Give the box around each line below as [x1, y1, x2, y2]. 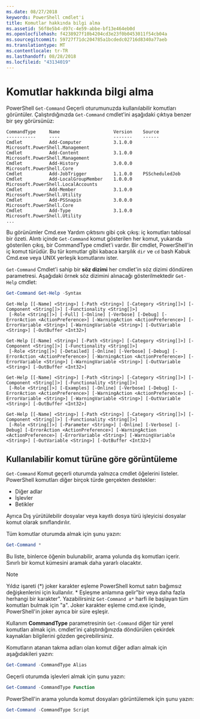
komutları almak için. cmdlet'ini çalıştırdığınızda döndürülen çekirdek [6, 626, 175, 633]
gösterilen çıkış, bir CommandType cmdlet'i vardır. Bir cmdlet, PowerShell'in [6, 241, 193, 249]
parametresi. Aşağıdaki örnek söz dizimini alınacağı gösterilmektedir [6, 272, 175, 280]
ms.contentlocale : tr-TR [6, 48, 68, 54]
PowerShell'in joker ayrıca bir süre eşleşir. [6, 608, 110, 615]
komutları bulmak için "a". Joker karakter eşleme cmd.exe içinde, [6, 601, 166, 609]
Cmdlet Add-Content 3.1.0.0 [6, 150, 133, 156]
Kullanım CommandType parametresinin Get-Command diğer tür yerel [6, 619, 174, 627]
